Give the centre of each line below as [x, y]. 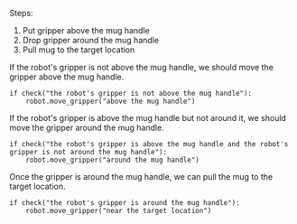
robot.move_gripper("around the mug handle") [113, 160]
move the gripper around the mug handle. [87, 127]
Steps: [21, 13]
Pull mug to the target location [79, 50]
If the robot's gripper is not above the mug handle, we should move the [141, 67]
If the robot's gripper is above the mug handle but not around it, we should [148, 118]
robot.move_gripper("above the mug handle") [111, 101]
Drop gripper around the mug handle [91, 40]
